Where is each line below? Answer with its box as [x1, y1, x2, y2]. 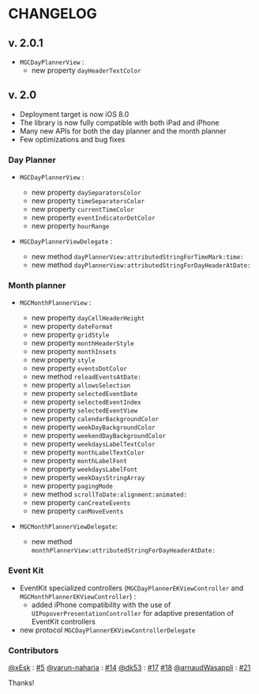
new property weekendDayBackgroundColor [31, 431, 167, 440]
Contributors [8, 645, 59, 656]
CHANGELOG [8, 5, 97, 23]
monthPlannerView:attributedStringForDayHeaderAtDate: [31, 547, 216, 555]
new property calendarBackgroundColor [31, 414, 160, 424]
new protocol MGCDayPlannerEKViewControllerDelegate [19, 625, 196, 635]
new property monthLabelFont [31, 456, 128, 466]
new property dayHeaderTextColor [31, 66, 141, 75]
